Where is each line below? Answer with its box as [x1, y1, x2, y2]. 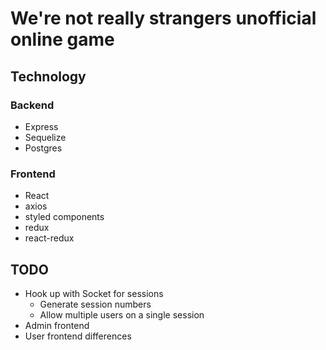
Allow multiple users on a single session [39, 308, 205, 321]
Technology [10, 68, 87, 85]
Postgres [24, 142, 63, 154]
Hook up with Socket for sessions [24, 287, 164, 299]
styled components [24, 211, 105, 223]
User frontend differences [24, 330, 132, 342]
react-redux [24, 232, 75, 244]
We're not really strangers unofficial [10, 7, 317, 30]
